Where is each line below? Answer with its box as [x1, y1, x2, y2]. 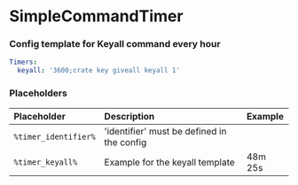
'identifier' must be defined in [104, 125, 227, 137]
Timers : [9, 58, 38, 67]
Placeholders [9, 87, 68, 99]
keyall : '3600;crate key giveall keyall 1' [17, 66, 180, 75]
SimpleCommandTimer [9, 6, 184, 27]
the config [104, 135, 147, 148]
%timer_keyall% [13, 157, 78, 167]
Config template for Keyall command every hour [9, 38, 221, 50]
